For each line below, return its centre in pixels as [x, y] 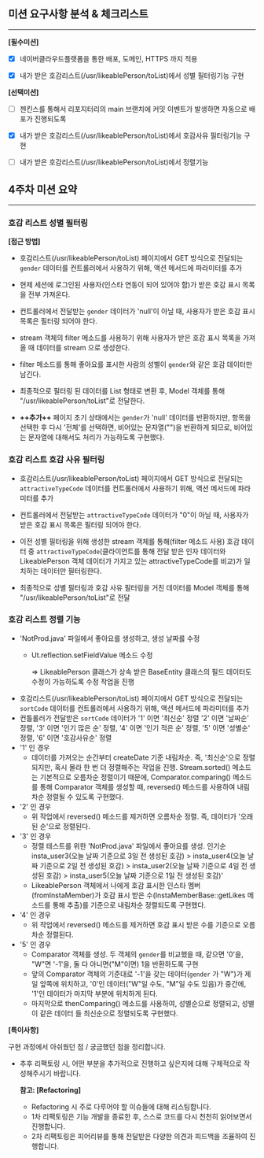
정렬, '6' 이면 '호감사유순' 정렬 [66, 738]
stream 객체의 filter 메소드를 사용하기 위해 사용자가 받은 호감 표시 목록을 [130, 338]
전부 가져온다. [49, 294]
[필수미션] [24, 42]
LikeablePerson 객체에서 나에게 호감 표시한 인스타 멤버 [116, 885]
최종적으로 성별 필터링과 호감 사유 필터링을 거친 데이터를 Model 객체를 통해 [134, 587]
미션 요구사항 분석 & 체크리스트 [79, 14]
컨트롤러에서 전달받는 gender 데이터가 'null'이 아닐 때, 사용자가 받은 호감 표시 [137, 311]
